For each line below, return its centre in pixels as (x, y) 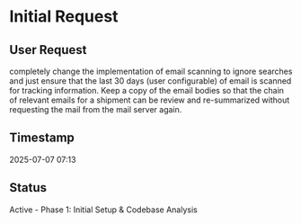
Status (28, 188)
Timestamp (42, 138)
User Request (48, 50)
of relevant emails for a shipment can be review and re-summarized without (150, 100)
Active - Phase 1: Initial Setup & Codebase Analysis (103, 210)
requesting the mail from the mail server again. (96, 109)
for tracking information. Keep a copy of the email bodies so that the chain (147, 90)
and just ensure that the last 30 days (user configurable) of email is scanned (150, 81)
